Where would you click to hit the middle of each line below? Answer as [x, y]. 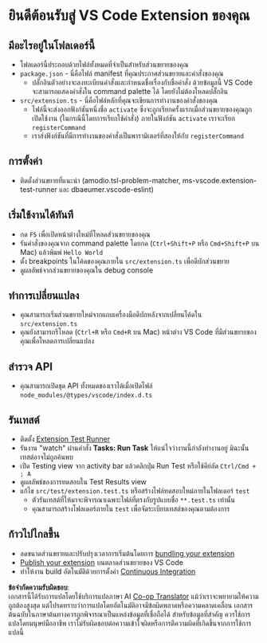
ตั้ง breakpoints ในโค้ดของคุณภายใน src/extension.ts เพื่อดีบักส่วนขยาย [124, 261]
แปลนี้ [16, 632]
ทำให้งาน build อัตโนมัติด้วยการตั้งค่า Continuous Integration [108, 571]
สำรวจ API [31, 366]
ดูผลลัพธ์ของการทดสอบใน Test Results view [83, 482]
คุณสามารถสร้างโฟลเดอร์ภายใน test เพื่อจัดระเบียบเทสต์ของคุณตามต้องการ [131, 509]
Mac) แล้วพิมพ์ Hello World [61, 252]
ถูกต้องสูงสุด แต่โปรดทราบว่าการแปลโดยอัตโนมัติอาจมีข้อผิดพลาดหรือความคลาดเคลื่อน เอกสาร [131, 605]
